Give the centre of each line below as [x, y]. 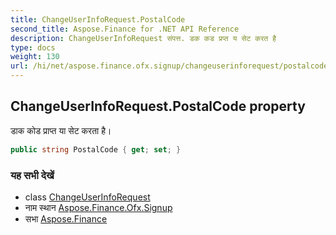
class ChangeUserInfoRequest [87, 197]
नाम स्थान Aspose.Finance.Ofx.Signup [98, 207]
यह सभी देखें [32, 175]
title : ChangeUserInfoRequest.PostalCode [98, 19]
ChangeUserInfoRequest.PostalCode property [158, 106]
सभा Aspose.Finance [66, 218]
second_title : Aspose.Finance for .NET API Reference [125, 29]
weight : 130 [35, 57]
